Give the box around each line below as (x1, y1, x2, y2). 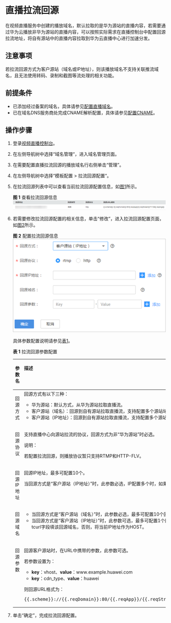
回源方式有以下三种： (23, 390, 69, 397)
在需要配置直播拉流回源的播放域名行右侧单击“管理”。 (12, 162, 124, 168)
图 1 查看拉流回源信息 (12, 194, 58, 201)
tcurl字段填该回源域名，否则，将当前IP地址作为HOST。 (31, 524, 147, 530)
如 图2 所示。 (12, 222, 38, 228)
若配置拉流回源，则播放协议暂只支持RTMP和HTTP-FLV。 (23, 452, 144, 459)
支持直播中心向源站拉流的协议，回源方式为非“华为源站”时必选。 (23, 431, 158, 437)
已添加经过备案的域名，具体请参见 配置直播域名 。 (12, 103, 116, 109)
